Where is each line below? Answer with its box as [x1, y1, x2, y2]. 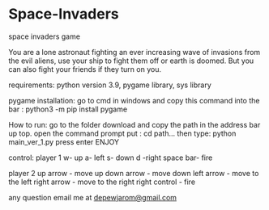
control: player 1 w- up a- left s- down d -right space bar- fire [8, 153, 213, 162]
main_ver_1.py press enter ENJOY [8, 136, 120, 146]
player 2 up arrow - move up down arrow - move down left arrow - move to [8, 168, 259, 178]
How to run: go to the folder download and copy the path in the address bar [8, 120, 261, 129]
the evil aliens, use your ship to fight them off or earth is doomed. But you [8, 56, 254, 65]
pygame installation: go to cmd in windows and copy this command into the [8, 95, 260, 105]
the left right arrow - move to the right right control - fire [8, 177, 196, 187]
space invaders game [8, 31, 81, 41]
